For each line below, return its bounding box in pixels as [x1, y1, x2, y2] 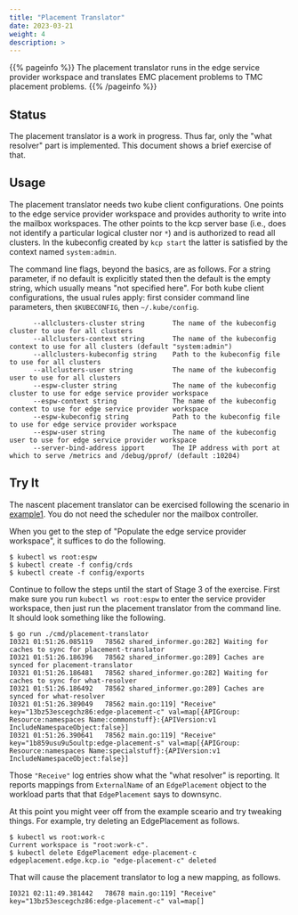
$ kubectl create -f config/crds [9, 560, 133, 569]
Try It [9, 476, 40, 491]
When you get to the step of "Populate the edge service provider [9, 526, 246, 536]
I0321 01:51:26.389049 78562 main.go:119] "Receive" [9, 699, 217, 708]
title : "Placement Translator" [9, 12, 125, 22]
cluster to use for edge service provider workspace [9, 388, 209, 397]
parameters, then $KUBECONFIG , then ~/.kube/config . [9, 301, 199, 312]
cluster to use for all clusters [9, 326, 133, 335]
